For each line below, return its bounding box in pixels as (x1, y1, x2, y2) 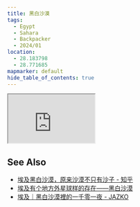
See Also (7, 156, 46, 168)
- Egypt (13, 23, 36, 30)
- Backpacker (13, 36, 51, 43)
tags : (7, 17, 23, 23)
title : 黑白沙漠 (7, 10, 50, 17)
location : (7, 49, 36, 56)
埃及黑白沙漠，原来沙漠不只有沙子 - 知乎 (17, 175, 134, 184)
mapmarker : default (7, 68, 64, 75)
